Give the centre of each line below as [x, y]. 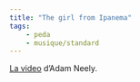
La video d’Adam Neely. [54, 68]
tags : [20, 26]
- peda [38, 34]
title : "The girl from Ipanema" [70, 18]
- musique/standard [63, 43]
